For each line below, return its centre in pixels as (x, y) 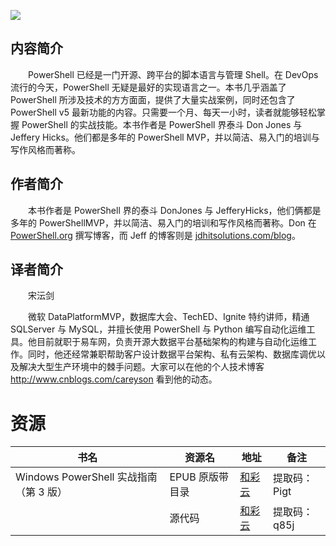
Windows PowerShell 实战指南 (86, 477)
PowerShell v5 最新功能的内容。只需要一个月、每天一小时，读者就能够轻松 (163, 112)
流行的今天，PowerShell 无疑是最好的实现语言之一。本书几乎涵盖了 (148, 87)
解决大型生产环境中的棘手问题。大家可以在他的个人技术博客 (141, 367)
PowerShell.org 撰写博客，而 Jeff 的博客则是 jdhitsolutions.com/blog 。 (155, 235)
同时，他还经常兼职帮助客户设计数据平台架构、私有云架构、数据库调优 (172, 354)
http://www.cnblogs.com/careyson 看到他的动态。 (114, 379)
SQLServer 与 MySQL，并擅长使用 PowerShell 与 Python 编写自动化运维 (158, 329)
